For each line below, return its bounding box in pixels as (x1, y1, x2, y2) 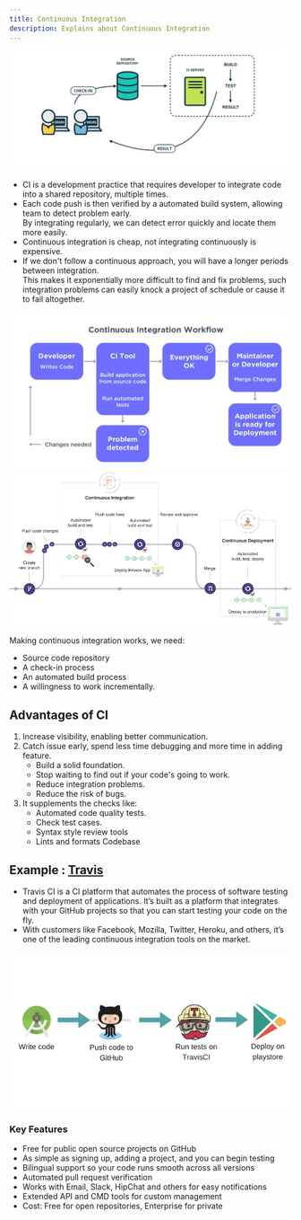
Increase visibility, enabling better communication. (21, 731, 209, 742)
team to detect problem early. (21, 208, 132, 218)
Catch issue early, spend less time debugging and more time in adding (21, 741, 283, 752)
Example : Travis (9, 862, 104, 878)
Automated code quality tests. (35, 808, 147, 818)
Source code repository (21, 652, 110, 664)
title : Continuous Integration (9, 14, 126, 23)
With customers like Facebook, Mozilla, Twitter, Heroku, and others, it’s (21, 924, 285, 935)
